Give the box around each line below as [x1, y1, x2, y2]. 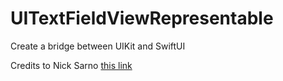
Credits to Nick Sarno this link [10, 59, 133, 71]
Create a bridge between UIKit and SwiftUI [10, 40, 186, 52]
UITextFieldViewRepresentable [10, 7, 274, 30]
